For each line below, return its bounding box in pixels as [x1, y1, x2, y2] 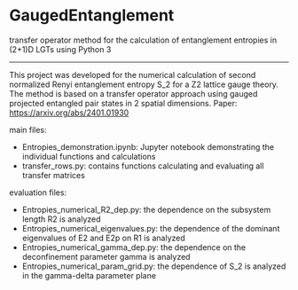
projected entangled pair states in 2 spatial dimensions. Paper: [9, 98, 238, 108]
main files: [9, 124, 47, 135]
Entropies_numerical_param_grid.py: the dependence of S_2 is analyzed [21, 261, 286, 271]
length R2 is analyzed [21, 214, 101, 224]
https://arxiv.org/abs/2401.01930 [9, 107, 129, 118]
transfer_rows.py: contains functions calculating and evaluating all [21, 161, 264, 171]
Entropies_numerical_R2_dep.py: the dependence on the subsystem [21, 204, 271, 215]
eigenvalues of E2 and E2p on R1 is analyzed [21, 232, 186, 243]
